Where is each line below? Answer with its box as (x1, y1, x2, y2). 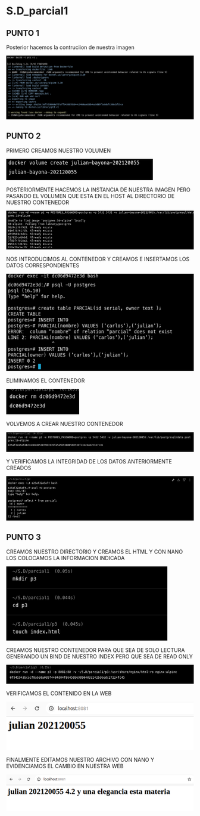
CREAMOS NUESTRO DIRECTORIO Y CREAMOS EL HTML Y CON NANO (6, 548, 183, 555)
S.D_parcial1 (6, 4, 68, 18)
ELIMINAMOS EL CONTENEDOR (6, 377, 85, 384)
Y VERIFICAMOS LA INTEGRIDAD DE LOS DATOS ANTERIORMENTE (6, 458, 173, 465)
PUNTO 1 (6, 28, 40, 38)
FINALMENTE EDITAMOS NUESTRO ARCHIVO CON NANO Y (6, 756, 155, 764)
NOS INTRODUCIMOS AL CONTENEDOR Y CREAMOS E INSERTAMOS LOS (6, 255, 190, 263)
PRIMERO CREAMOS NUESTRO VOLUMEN (6, 147, 111, 154)
